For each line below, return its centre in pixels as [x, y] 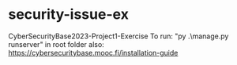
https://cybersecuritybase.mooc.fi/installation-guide [93, 52]
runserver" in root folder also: [56, 44]
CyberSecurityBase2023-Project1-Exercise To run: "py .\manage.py [118, 36]
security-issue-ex [68, 14]
